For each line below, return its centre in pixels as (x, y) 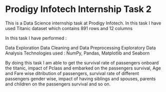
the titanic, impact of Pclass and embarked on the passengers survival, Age (83, 68)
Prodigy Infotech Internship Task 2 (78, 9)
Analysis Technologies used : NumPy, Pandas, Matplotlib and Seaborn (77, 53)
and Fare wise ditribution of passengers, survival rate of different (72, 73)
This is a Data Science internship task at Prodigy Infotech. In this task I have (83, 23)
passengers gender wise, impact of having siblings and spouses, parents (80, 78)
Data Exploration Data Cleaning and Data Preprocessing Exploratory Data (80, 47)
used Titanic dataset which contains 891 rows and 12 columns (69, 28)
